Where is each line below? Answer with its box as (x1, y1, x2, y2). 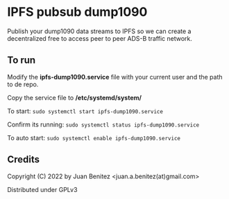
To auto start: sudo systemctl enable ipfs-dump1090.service (7, 133, 180, 142)
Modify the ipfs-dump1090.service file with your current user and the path (7, 73, 223, 81)
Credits (7, 153, 40, 166)
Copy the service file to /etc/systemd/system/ (7, 93, 142, 102)
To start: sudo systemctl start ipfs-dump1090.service (7, 106, 163, 115)
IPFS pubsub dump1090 (7, 4, 148, 20)
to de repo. (7, 80, 39, 88)
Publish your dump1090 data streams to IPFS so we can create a (7, 27, 192, 35)
